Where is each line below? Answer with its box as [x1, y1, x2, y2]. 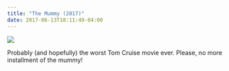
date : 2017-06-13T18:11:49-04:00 [7, 17, 103, 23]
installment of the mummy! [7, 56, 83, 64]
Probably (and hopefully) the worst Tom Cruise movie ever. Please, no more [7, 48, 223, 57]
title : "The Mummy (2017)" [7, 10, 85, 17]
